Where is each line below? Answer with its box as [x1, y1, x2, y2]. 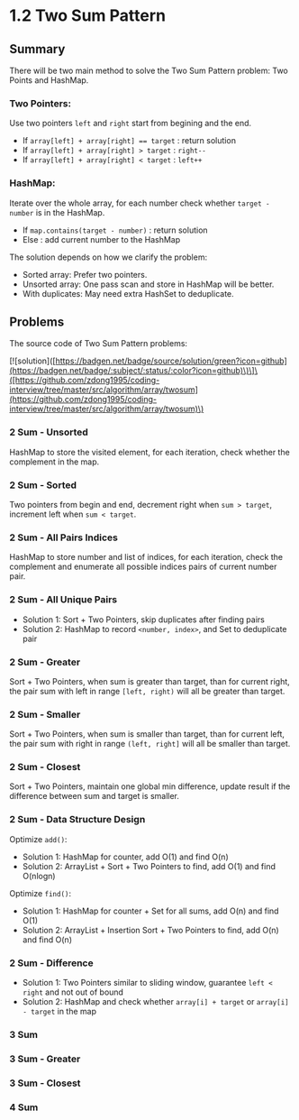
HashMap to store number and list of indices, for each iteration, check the [9, 552, 284, 563]
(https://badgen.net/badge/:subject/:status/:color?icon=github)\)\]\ [9, 365, 258, 376]
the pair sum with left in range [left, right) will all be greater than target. [9, 685, 285, 696]
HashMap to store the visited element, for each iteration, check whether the [9, 446, 290, 457]
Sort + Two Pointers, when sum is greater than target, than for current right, [9, 675, 290, 686]
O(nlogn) [22, 870, 56, 881]
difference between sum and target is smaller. [9, 791, 180, 802]
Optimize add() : [9, 833, 68, 844]
